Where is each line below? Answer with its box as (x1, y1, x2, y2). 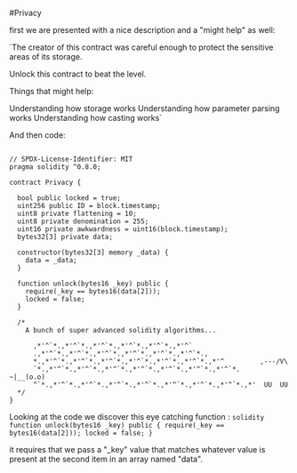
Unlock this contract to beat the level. (9, 68, 147, 79)
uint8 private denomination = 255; (17, 217, 149, 226)
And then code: (9, 130, 66, 140)
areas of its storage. (9, 52, 83, 61)
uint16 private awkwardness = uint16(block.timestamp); (17, 225, 229, 234)
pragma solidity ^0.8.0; (9, 163, 101, 172)
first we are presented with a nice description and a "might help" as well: (9, 25, 276, 35)
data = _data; (25, 256, 77, 265)
